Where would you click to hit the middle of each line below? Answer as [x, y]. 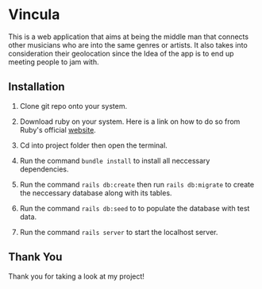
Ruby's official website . [58, 129]
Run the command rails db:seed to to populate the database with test [135, 208]
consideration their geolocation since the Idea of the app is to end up [121, 53]
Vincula [34, 15]
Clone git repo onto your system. [73, 106]
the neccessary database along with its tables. [96, 193]
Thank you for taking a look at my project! [77, 276]
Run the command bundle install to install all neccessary [115, 160]
